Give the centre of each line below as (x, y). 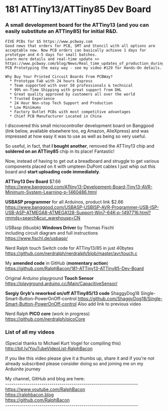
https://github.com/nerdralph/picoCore (45, 319)
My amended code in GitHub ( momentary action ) (57, 263)
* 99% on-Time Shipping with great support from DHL (66, 90)
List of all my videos (30, 332)
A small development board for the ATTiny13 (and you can (77, 25)
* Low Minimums (25, 108)
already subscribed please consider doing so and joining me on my (74, 363)
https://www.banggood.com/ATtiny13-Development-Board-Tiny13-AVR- (79, 187)
